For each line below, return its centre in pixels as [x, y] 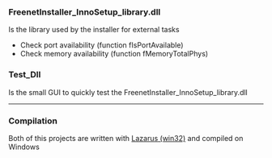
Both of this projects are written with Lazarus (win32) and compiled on [126, 138]
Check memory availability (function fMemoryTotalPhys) [114, 54]
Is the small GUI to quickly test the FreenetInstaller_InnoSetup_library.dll [128, 92]
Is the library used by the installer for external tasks [94, 30]
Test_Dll [25, 75]
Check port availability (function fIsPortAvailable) [102, 45]
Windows [24, 147]
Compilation [33, 121]
